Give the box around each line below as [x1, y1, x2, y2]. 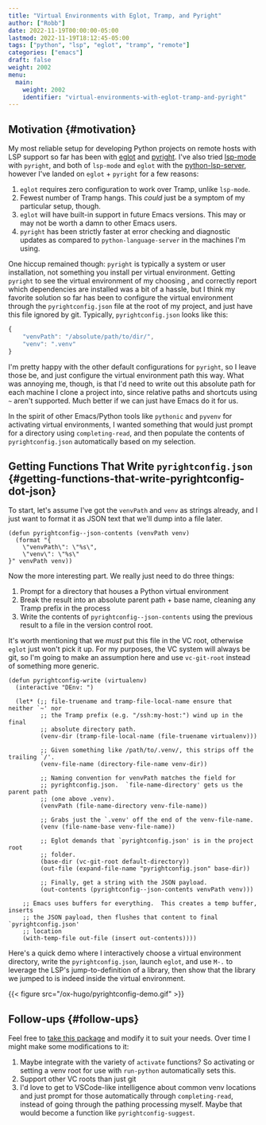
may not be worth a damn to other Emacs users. [19, 218, 177, 228]
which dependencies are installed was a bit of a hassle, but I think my [8, 284, 236, 295]
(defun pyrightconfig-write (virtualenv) [8, 677, 148, 685]
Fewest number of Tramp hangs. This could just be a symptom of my [19, 193, 245, 203]
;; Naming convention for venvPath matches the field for [40, 774, 237, 783]
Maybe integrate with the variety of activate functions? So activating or [19, 1057, 255, 1067]
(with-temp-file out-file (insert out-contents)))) [22, 935, 197, 943]
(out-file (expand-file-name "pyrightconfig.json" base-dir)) [40, 865, 250, 873]
